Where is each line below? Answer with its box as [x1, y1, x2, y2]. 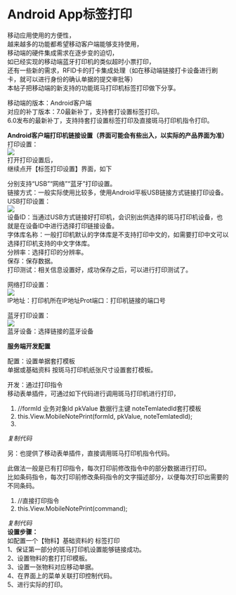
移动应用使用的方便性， [7, 31, 75, 39]
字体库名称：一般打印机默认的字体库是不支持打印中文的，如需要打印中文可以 [7, 230, 229, 239]
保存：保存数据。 [7, 256, 57, 265]
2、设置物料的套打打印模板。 [7, 554, 91, 562]
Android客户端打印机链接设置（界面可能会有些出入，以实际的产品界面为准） [7, 131, 228, 139]
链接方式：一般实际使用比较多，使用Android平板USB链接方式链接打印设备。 [7, 188, 228, 197]
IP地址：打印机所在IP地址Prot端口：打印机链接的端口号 [7, 296, 166, 304]
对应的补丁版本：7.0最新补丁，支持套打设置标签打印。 [7, 107, 164, 116]
